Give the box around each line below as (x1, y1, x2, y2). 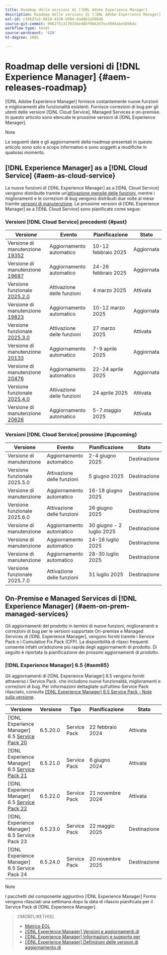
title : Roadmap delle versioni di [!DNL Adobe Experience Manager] (5, 7, 148, 12)
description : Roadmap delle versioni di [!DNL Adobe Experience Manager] (5, 12, 162, 17)
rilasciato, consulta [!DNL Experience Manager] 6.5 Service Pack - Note (5, 689, 152, 695)
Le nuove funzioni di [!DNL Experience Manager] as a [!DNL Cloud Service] (5, 185, 160, 191)
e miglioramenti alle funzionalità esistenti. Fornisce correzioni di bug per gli (5, 103, 159, 109)
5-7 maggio (92, 406, 122, 413)
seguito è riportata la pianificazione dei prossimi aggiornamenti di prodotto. (5, 650, 160, 656)
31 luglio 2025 (88, 571, 124, 578)
